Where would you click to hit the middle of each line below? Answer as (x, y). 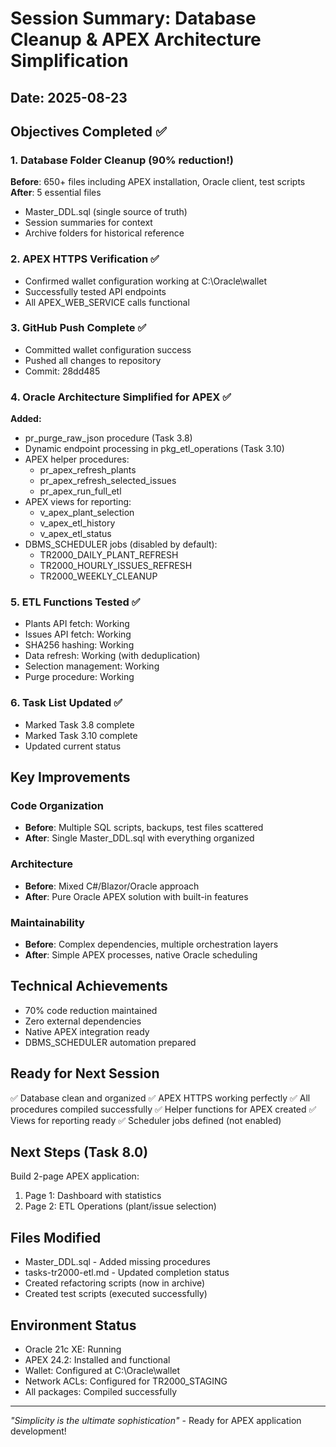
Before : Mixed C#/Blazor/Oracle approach (112, 886)
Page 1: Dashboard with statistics (93, 1196)
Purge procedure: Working (79, 677)
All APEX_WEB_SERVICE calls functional (107, 302)
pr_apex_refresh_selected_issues (108, 481)
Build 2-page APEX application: (75, 1176)
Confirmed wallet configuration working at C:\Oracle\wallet (146, 281)
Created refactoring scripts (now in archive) (115, 1283)
